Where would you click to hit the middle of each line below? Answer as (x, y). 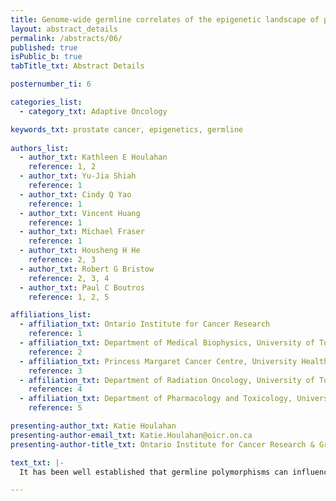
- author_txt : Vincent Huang (80, 213)
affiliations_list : (51, 315)
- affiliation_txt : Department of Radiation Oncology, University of (167, 380)
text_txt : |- (37, 462)
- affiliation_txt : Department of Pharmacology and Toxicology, (156, 399)
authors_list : (40, 148)
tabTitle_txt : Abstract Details (77, 66)
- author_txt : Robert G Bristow (87, 269)
